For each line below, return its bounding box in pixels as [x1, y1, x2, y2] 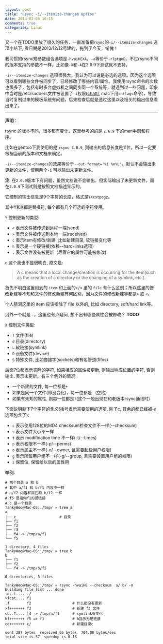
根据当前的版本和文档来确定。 [5, 151, 65, 157]
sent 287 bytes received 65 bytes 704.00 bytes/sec [5, 630, 116, 635]
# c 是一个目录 [5, 501, 33, 506]
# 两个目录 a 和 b [5, 480, 39, 485]
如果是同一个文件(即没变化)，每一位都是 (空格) [12, 390, 107, 396]
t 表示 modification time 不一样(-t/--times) [12, 435, 97, 441]
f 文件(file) [12, 332, 34, 338]
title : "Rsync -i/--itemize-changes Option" [5, 12, 97, 17]
